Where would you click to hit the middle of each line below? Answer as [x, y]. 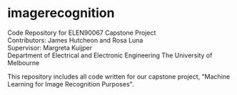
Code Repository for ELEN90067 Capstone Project [82, 33]
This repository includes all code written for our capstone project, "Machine [119, 77]
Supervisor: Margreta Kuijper [50, 47]
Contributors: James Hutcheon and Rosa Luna [75, 40]
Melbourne [24, 62]
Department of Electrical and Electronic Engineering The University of [110, 55]
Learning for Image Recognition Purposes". [71, 84]
